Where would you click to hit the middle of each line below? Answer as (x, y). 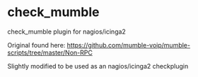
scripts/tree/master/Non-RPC (50, 52)
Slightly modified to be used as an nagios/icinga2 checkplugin (98, 66)
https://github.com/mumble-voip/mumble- (129, 45)
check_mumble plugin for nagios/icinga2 (66, 31)
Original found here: (36, 45)
